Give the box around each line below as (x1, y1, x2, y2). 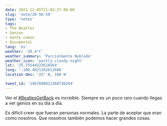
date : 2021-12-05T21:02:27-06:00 (5, 7, 75, 12)
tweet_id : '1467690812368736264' (5, 81, 75, 86)
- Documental (5, 40, 32, 45)
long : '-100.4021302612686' (5, 68, 64, 73)
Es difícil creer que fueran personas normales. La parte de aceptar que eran (5, 110, 161, 116)
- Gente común (5, 35, 35, 40)
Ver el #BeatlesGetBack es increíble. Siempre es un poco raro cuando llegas (5, 95, 162, 101)
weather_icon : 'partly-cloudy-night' (5, 58, 84, 63)
